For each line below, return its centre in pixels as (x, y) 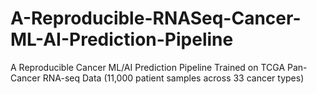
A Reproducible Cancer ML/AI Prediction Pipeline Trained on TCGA (148, 67)
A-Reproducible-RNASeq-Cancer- (156, 18)
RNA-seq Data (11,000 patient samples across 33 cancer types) (173, 78)
